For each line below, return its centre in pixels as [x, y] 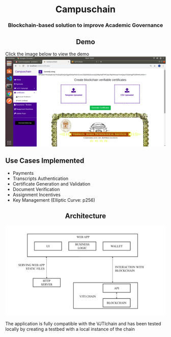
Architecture [85, 216]
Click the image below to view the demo [47, 54]
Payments [23, 173]
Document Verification [36, 189]
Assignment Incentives [37, 195]
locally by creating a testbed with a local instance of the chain [70, 329]
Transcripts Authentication [40, 178]
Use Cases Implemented [45, 161]
